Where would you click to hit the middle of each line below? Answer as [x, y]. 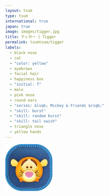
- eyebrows [21, 68]
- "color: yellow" [29, 63]
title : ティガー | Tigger [31, 37]
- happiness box [27, 79]
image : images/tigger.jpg [32, 32]
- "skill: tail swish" [33, 121]
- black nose [23, 52]
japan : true [18, 26]
